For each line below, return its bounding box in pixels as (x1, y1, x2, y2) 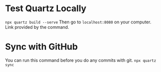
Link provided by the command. (5, 24, 70, 30)
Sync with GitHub (5, 41, 78, 53)
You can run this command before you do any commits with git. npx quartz (5, 57, 156, 63)
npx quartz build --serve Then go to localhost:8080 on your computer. (5, 19, 151, 25)
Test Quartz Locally (5, 3, 87, 14)
